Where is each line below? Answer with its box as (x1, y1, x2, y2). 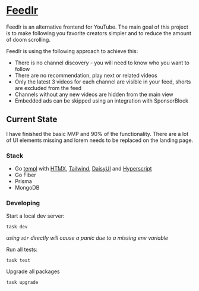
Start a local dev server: (6, 212, 65, 219)
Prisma (14, 178, 33, 185)
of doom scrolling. (6, 36, 50, 43)
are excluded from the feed (14, 84, 82, 91)
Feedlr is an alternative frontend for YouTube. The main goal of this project (6, 23, 189, 30)
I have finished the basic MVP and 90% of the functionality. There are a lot (6, 130, 189, 137)
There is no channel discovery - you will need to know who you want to (14, 59, 190, 66)
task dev (6, 224, 28, 230)
